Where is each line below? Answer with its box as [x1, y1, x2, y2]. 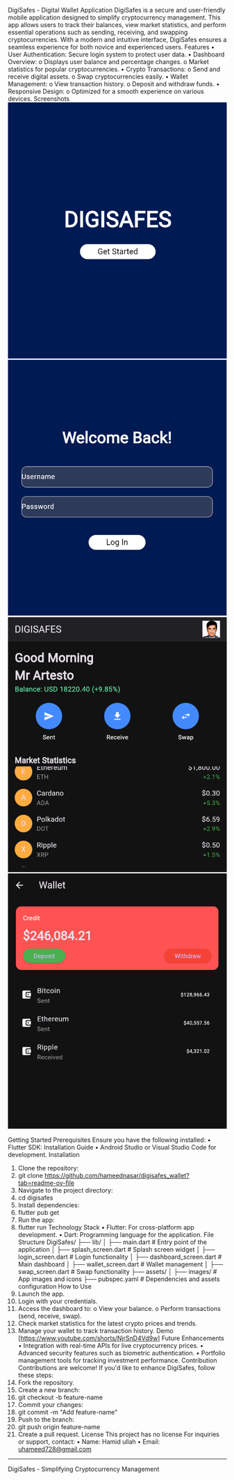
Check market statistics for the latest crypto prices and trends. [17, 1319, 197, 1328]
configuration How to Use [17, 1282, 92, 1290]
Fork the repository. [17, 1378, 75, 1387]
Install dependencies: [17, 1200, 80, 1209]
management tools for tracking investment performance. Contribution [17, 1356, 217, 1364]
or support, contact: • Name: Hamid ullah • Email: [17, 1437, 160, 1446]
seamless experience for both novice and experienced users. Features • [8, 43, 215, 51]
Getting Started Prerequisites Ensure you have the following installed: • [8, 1136, 211, 1144]
